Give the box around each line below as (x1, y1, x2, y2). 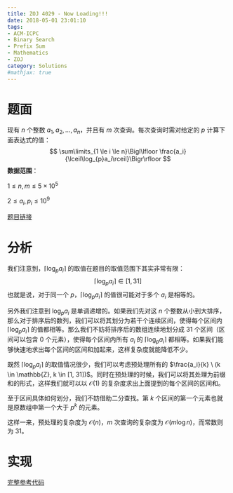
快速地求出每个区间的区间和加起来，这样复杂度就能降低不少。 (13, 345, 192, 354)
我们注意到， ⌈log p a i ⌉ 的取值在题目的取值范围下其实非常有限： (7, 264, 185, 274)
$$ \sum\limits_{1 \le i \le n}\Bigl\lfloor (48, 147, 158, 156)
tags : (7, 23, 23, 30)
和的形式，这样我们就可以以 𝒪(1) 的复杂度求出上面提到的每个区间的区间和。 (7, 379, 225, 387)
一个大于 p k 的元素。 (44, 401, 104, 411)
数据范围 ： (7, 166, 39, 175)
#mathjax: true (7, 69, 52, 76)
